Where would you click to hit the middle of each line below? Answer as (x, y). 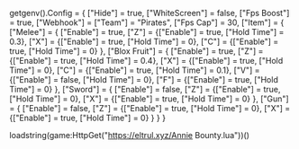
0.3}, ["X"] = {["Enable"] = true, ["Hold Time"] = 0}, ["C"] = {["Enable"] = (144, 41)
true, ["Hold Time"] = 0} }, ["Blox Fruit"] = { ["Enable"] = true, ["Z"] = (136, 51)
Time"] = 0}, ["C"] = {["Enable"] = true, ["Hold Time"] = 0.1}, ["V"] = (135, 70)
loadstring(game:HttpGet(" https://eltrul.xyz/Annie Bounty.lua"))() (130, 135)
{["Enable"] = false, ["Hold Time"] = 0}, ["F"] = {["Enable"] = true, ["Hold (144, 79)
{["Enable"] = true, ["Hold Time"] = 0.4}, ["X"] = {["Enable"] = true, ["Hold (146, 61)
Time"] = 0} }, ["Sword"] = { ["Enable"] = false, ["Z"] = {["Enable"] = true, (145, 89)
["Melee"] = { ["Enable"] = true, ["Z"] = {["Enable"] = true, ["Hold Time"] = (147, 32)
